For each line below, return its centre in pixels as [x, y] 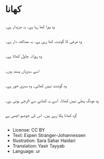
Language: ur [26, 151]
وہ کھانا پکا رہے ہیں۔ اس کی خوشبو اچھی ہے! [41, 115]
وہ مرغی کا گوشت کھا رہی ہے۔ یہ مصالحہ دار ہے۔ [43, 41]
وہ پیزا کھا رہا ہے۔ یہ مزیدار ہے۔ [30, 26]
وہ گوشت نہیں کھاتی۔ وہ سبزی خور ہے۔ [36, 85]
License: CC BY [29, 130]
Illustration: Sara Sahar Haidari [44, 140]
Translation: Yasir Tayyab [38, 146]
